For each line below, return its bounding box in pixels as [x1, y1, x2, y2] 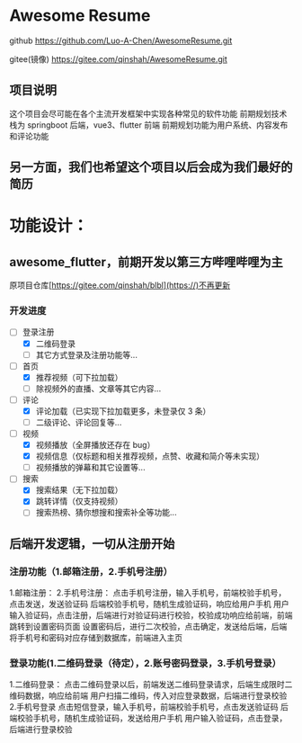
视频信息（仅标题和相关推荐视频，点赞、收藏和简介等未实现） [35, 451, 265, 461]
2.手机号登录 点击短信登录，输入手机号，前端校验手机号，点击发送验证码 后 [9, 702, 289, 712]
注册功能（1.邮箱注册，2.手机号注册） [9, 565, 173, 577]
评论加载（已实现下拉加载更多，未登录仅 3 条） [35, 406, 211, 416]
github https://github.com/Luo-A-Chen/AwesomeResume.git [9, 35, 233, 46]
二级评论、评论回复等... [35, 416, 122, 427]
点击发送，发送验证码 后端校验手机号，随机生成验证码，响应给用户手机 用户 [9, 599, 289, 610]
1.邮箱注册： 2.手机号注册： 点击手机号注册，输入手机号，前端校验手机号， [9, 587, 287, 598]
